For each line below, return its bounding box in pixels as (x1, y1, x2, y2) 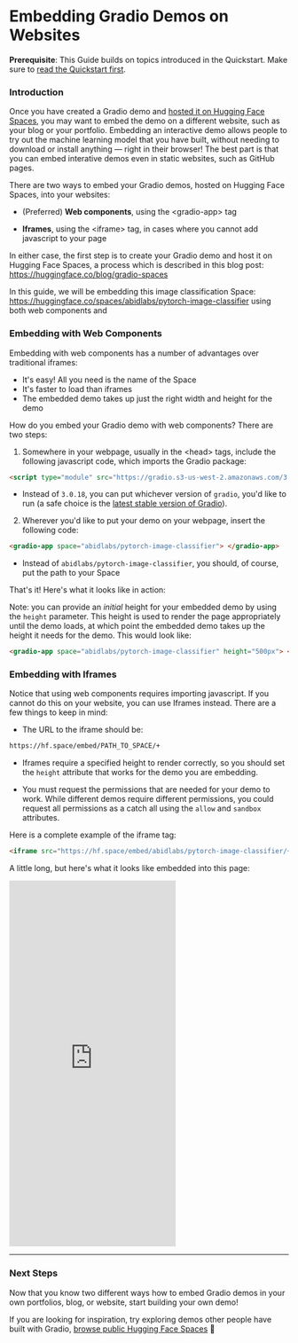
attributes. (21, 813, 60, 823)
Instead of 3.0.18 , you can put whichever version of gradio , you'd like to (21, 489, 286, 499)
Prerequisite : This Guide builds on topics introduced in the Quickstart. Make (9, 54, 288, 65)
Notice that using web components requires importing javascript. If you (9, 688, 270, 699)
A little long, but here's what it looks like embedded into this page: (9, 863, 250, 874)
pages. (9, 162, 35, 174)
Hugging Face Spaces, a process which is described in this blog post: (9, 260, 264, 271)
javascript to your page (21, 233, 107, 244)
